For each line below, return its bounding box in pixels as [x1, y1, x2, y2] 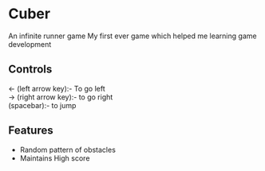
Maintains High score [19, 153, 90, 163]
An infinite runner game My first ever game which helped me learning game [8, 31, 257, 41]
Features [8, 124, 53, 138]
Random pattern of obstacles [19, 145, 116, 154]
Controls [8, 63, 53, 76]
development [8, 39, 52, 49]
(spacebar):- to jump [8, 100, 77, 110]
